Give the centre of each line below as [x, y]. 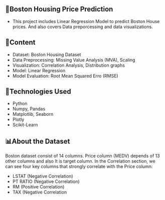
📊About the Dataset [38, 141]
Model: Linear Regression [39, 70]
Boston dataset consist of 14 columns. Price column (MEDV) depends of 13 [82, 156]
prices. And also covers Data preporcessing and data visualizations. [82, 27]
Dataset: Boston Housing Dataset [47, 54]
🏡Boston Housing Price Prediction [59, 9]
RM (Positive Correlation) [38, 187]
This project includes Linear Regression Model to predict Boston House [86, 21]
